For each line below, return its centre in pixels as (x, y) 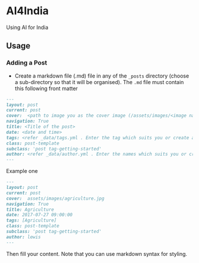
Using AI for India (27, 27)
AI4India (28, 11)
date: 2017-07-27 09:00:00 (39, 215)
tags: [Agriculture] (32, 220)
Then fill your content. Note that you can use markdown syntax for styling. (97, 254)
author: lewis (24, 237)
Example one (22, 171)
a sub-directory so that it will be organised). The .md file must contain (99, 82)
